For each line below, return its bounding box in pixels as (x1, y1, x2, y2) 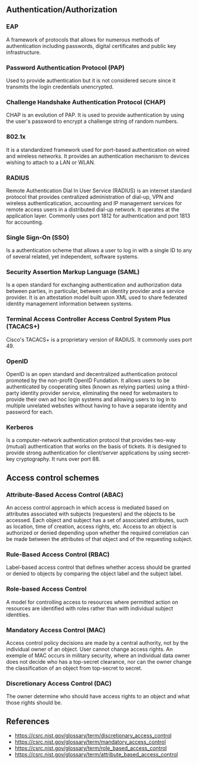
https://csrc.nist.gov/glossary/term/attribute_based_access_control (14, 751, 178, 758)
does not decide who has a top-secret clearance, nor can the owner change (6, 658, 192, 665)
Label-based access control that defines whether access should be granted (6, 564, 191, 571)
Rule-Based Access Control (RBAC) (6, 550, 110, 558)
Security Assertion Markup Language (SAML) (6, 268, 140, 276)
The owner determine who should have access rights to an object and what (6, 693, 190, 700)
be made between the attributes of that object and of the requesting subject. (6, 536, 193, 543)
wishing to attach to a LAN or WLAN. (6, 158, 96, 165)
